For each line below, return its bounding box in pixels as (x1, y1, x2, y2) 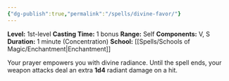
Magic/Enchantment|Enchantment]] (7, 44, 111, 53)
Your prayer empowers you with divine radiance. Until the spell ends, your (7, 58, 222, 67)
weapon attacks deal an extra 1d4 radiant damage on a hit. (7, 66, 178, 74)
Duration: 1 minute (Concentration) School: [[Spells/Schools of (7, 37, 190, 46)
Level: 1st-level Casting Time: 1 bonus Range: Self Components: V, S (7, 30, 210, 38)
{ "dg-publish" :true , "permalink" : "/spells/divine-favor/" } (7, 10, 181, 18)
